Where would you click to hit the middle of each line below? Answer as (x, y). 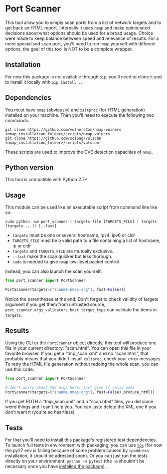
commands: (17, 120)
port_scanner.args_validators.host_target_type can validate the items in (81, 309)
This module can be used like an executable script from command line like (81, 207)
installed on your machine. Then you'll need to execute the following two (80, 115)
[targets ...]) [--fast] (31, 226)
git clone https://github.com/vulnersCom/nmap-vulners (63, 129)
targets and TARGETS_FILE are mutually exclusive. (63, 251)
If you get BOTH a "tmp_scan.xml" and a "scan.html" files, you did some (79, 402)
